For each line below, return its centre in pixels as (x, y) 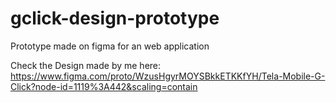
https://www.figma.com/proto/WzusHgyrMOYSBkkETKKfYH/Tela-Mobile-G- (168, 76)
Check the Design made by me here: (86, 65)
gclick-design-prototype (115, 18)
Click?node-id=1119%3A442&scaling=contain (104, 86)
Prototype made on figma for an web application (110, 46)
